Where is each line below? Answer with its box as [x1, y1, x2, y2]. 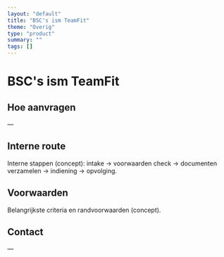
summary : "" [7, 37, 42, 44]
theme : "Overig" [7, 23, 55, 30]
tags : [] [7, 43, 33, 50]
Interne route [7, 140, 66, 152]
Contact [7, 226, 44, 238]
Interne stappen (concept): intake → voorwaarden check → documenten [7, 159, 217, 168]
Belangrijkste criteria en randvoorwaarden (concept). [7, 206, 161, 214]
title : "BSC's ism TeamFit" [7, 17, 90, 24]
